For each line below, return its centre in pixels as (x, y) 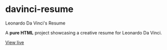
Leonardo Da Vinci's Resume (35, 23)
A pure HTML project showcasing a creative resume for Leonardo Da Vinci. (83, 32)
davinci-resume (39, 9)
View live (15, 42)
